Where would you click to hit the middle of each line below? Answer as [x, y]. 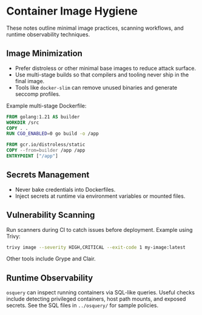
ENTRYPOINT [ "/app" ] [32, 156]
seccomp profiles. [38, 94]
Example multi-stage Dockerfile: [46, 106]
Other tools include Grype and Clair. [51, 259]
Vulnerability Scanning [51, 215]
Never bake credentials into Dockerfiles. [65, 189]
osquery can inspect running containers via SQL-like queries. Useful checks [101, 293]
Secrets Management [48, 175]
